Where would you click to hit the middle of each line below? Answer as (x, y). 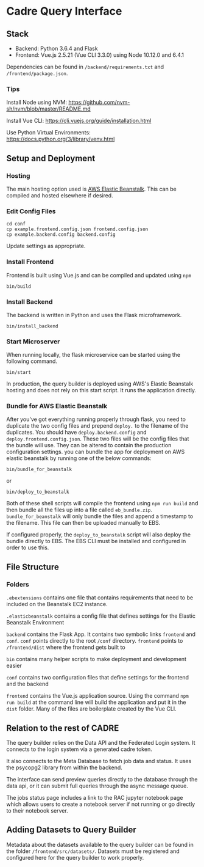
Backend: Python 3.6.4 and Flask (57, 48)
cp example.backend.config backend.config (61, 235)
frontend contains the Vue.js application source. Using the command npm (97, 696)
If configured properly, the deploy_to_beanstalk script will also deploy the (98, 535)
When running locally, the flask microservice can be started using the (93, 355)
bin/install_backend (33, 326)
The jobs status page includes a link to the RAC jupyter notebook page (95, 797)
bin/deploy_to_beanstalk (38, 492)
